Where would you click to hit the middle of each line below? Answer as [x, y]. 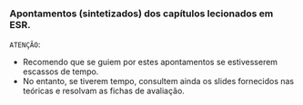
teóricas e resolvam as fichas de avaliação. [103, 91]
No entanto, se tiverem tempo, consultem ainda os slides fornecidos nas [158, 81]
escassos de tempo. [61, 72]
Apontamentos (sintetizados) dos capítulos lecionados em [141, 14]
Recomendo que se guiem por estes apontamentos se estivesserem [150, 62]
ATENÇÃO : [25, 44]
